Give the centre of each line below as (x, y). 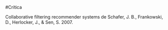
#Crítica (13, 7)
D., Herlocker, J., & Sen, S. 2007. (39, 22)
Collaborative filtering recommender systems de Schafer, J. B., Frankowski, (84, 17)
